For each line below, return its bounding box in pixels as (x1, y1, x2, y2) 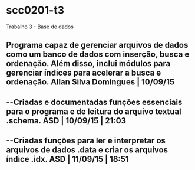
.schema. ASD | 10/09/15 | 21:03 (6, 116, 127, 126)
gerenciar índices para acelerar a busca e (6, 68, 161, 78)
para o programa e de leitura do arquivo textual (6, 106, 181, 116)
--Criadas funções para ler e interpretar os (6, 136, 166, 146)
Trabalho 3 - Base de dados (6, 23, 74, 30)
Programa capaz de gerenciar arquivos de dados (6, 40, 189, 50)
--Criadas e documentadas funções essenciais (6, 97, 183, 107)
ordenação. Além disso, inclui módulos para (6, 58, 171, 68)
